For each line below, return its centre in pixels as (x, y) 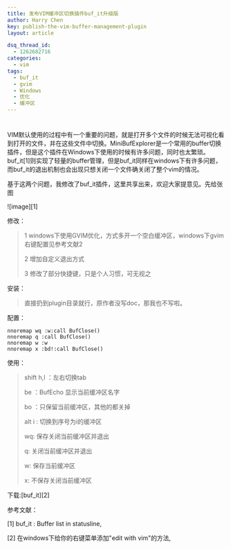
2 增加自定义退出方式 (54, 259)
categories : (24, 58)
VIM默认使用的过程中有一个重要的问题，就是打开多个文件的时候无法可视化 (113, 135)
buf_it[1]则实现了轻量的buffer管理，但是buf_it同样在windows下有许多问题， (114, 161)
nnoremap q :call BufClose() (49, 337)
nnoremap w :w (28, 343)
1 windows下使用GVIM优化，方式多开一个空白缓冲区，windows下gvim (124, 235)
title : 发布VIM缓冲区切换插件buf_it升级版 (63, 13)
